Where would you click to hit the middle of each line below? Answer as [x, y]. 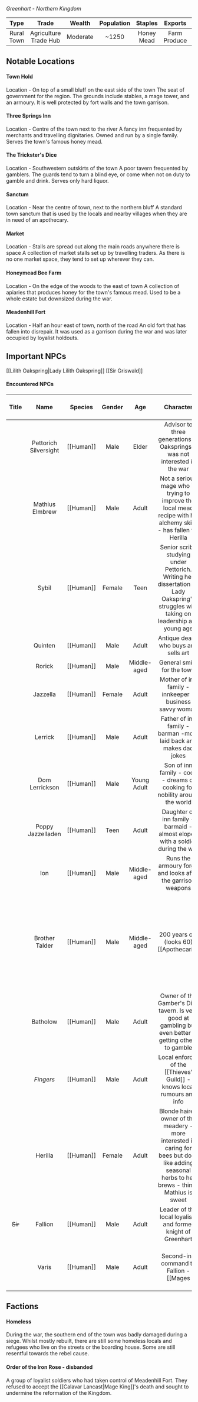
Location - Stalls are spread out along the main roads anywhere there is [93, 247]
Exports [175, 23]
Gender [113, 407]
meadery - [178, 1126]
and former [179, 1224]
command [175, 1263]
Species [81, 407]
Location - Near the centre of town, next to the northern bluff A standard [94, 208]
